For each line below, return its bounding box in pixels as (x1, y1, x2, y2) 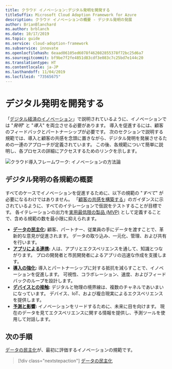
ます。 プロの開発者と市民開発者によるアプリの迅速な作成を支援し (22, 252, 162, 258)
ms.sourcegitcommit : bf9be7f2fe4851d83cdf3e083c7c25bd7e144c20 (5, 55, 144, 60)
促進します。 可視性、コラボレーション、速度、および (35, 271, 148, 277)
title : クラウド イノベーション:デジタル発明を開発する (5, 7, 110, 13)
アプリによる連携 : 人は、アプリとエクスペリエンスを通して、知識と (12, 245, 154, 252)
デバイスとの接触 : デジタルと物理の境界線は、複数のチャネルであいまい (12, 284, 164, 290)
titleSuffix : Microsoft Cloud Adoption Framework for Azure (5, 12, 137, 17)
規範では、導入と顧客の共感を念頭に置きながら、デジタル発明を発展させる (5, 135, 163, 141)
